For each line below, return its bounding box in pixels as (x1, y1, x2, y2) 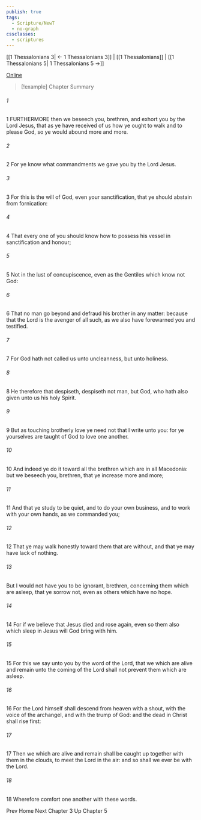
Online (6, 72, 23, 78)
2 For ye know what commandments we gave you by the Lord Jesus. (6, 161, 176, 168)
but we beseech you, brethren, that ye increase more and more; (6, 472, 164, 479)
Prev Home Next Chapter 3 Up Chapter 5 (6, 807, 107, 814)
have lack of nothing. (6, 549, 58, 557)
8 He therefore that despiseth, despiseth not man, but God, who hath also (6, 387, 188, 395)
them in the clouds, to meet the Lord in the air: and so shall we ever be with (6, 757, 192, 764)
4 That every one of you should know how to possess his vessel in (6, 232, 171, 239)
